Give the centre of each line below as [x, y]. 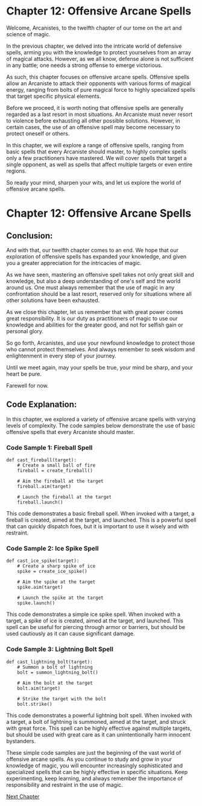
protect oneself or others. [38, 133]
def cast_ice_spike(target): [43, 561]
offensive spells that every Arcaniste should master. [71, 432]
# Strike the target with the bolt [62, 699]
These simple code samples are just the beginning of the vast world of [94, 752]
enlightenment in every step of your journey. [61, 356]
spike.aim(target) [40, 587]
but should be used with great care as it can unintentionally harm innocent [99, 734]
